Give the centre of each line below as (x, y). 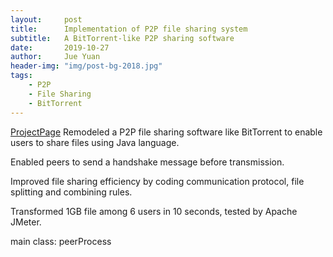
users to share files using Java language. (95, 142)
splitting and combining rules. (71, 192)
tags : (21, 76)
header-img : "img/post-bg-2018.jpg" (86, 66)
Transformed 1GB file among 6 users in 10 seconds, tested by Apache (154, 211)
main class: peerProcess (61, 241)
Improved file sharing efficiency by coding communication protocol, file (157, 181)
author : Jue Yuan (55, 57)
